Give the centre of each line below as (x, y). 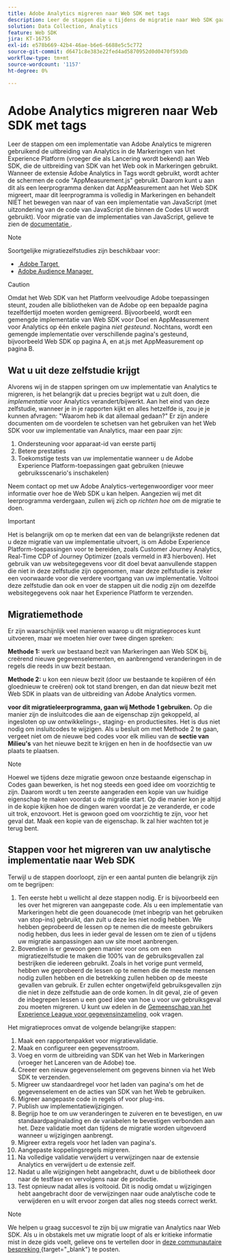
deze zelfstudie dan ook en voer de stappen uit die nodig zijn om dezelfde (112, 586)
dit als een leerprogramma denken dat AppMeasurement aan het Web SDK (113, 188)
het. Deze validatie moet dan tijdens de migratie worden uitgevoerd (112, 1128)
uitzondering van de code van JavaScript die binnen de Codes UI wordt (108, 210)
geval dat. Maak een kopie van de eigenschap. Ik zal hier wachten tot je (108, 821)
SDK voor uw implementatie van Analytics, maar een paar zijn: (95, 431)
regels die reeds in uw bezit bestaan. (60, 666)
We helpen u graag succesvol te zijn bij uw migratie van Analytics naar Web (114, 1227)
